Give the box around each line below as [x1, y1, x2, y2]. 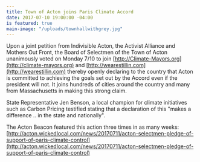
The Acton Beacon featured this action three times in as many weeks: [6, 123, 179, 131]
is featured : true [6, 20, 53, 26]
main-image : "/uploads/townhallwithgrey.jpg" [6, 25, 123, 32]
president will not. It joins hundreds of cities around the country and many [6, 81, 190, 88]
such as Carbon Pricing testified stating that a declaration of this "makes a [6, 105, 192, 112]
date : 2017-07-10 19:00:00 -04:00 [6, 15, 94, 21]
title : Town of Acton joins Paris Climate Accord [6, 8, 134, 15]
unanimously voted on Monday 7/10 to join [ [6, 55, 115, 62]
